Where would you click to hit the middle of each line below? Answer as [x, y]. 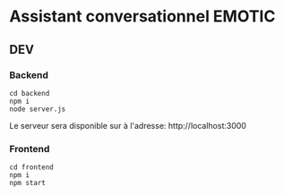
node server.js [38, 109]
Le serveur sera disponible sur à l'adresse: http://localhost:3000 [128, 125]
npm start [28, 183]
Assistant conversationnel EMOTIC [142, 17]
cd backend [30, 93]
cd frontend [31, 167]
